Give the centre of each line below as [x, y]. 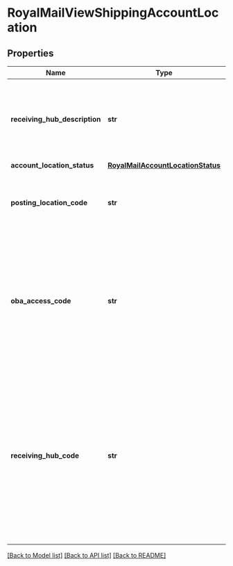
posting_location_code [49, 203]
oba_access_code [41, 301]
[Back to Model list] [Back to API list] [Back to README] [87, 555]
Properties [31, 53]
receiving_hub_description [56, 119]
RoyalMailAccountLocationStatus [164, 165]
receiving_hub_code [45, 455]
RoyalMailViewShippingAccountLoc [113, 13]
